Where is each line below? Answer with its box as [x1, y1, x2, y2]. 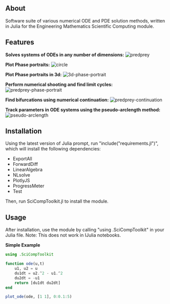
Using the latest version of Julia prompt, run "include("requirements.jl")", [5, 140, 159, 146]
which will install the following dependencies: [5, 146, 101, 152]
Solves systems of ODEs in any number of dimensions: [5, 51, 124, 58]
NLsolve [12, 172, 31, 178]
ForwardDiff [12, 161, 38, 167]
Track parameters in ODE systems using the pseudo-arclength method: [5, 106, 160, 113]
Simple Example [5, 242, 40, 248]
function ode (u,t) [5, 261, 45, 267]
